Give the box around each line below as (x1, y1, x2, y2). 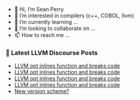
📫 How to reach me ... (14, 32, 70, 38)
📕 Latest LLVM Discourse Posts (5, 49, 98, 57)
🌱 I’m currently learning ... (14, 19, 78, 25)
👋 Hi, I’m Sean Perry (14, 6, 64, 13)
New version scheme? (14, 87, 69, 95)
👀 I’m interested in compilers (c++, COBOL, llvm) (14, 12, 134, 19)
